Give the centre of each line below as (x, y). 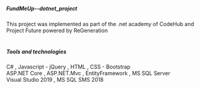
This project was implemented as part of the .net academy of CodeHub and (100, 24)
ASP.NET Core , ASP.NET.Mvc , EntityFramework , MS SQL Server (88, 73)
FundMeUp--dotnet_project (42, 8)
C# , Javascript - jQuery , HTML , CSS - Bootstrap (69, 67)
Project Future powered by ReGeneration (57, 30)
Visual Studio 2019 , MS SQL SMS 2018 (55, 80)
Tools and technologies (36, 51)
